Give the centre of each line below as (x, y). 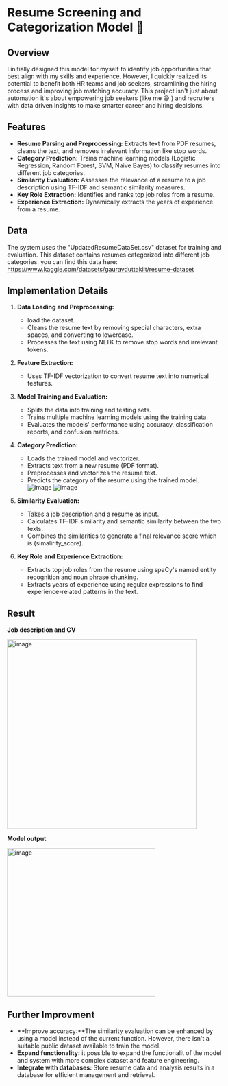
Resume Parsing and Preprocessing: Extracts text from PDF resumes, (116, 143)
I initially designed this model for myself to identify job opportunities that (109, 69)
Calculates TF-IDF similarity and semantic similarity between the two (124, 521)
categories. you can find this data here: (62, 261)
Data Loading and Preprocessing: (65, 307)
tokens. (38, 350)
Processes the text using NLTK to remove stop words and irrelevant (122, 342)
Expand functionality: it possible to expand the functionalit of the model (119, 1053)
